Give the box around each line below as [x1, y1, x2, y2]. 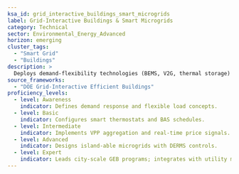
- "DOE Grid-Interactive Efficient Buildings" [14, 83, 154, 90]
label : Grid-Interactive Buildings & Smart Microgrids [7, 17, 174, 24]
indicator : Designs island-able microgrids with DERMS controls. [20, 143, 218, 150]
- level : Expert [14, 149, 62, 156]
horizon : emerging [7, 37, 62, 44]
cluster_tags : [7, 43, 50, 50]
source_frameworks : [7, 76, 65, 84]
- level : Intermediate [14, 122, 81, 130]
